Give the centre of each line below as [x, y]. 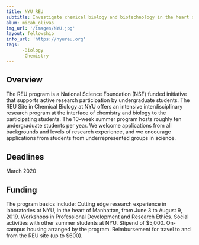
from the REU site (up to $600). [44, 236]
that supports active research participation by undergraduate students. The [98, 100]
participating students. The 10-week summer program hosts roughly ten [94, 119]
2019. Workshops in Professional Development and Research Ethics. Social [97, 217]
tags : [13, 45]
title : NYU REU [25, 12]
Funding [22, 190]
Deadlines [25, 157]
